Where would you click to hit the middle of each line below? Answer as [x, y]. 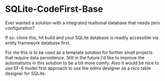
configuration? [20, 28]
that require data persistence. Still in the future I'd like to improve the [75, 57]
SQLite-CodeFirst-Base [54, 9]
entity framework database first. [38, 42]
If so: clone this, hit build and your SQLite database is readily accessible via [82, 38]
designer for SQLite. [25, 73]
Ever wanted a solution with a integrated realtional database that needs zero [82, 23]
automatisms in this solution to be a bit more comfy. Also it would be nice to [82, 63]
